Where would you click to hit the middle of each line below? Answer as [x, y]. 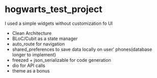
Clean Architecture [32, 33]
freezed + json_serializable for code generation [61, 60]
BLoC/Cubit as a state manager [45, 38]
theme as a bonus [31, 71]
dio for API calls [28, 65]
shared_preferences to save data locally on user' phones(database [82, 49]
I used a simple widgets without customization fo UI [59, 23]
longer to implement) [34, 55]
